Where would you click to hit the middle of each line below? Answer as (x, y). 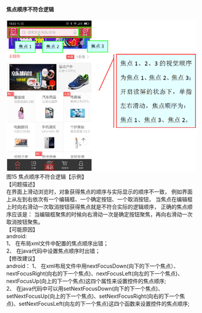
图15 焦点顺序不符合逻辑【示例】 (47, 177)
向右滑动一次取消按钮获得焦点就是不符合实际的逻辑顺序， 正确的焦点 (102, 207)
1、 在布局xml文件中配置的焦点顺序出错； (57, 244)
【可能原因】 (22, 230)
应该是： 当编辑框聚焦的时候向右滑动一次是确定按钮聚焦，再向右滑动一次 (102, 215)
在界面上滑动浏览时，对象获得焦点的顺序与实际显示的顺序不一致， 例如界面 (99, 192)
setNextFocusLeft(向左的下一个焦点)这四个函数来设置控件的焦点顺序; (104, 304)
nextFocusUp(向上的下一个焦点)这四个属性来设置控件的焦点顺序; (86, 281)
